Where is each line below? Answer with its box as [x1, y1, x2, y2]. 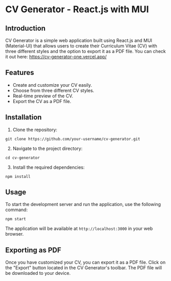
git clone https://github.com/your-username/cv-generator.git [5, 136, 140, 141]
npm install [5, 174, 31, 179]
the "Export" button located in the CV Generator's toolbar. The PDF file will [5, 265, 162, 271]
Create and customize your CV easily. [12, 82, 92, 88]
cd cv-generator [5, 155, 40, 160]
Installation [5, 113, 42, 122]
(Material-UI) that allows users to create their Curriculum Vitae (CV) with [5, 43, 157, 49]
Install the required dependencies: [12, 164, 85, 170]
